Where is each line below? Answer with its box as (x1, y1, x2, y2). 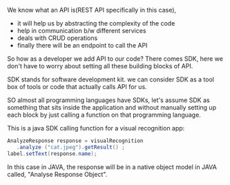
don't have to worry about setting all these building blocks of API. (7, 62, 193, 70)
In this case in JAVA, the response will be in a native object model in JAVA (7, 162, 218, 171)
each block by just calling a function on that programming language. (7, 110, 202, 119)
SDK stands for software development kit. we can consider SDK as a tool (7, 75, 214, 84)
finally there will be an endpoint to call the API (17, 41, 148, 49)
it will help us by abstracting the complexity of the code (17, 19, 175, 27)
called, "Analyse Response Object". (7, 170, 108, 178)
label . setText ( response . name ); (7, 150, 97, 157)
